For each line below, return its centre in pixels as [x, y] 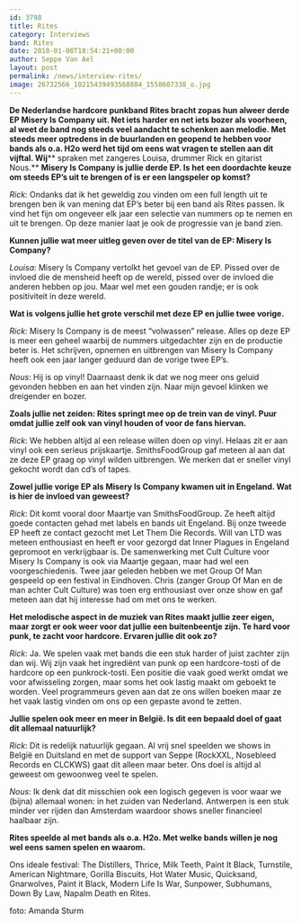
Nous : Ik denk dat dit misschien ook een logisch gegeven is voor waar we [146, 791]
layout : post [34, 68]
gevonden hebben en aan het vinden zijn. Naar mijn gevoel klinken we [139, 386]
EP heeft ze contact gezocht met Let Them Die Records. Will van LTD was [146, 532]
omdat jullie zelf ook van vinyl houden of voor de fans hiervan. [128, 422]
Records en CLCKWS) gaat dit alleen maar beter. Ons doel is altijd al [135, 764]
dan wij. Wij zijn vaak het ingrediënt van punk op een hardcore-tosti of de [145, 662]
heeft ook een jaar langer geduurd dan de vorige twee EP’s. [119, 359]
